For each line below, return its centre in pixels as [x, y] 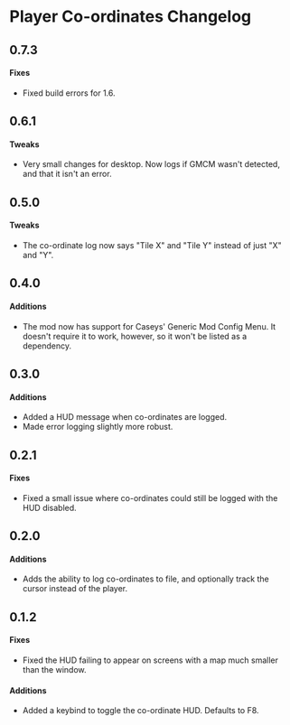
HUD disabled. [49, 507]
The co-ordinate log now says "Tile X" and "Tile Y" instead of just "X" [152, 245]
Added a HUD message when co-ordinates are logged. [125, 417]
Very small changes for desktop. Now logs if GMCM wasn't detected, [151, 164]
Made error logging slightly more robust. [98, 427]
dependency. [47, 346]
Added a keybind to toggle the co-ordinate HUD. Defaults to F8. [140, 711]
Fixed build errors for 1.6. [69, 93]
